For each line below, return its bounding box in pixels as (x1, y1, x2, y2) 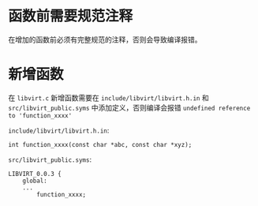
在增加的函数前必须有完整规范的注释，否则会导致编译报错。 (8, 35, 202, 44)
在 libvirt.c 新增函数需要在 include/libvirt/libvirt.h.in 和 (8, 92, 209, 103)
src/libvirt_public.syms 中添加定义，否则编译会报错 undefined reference (8, 103, 251, 112)
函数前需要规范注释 (8, 7, 133, 25)
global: (22, 177, 47, 185)
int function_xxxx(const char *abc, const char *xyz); (8, 140, 193, 148)
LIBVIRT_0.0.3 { (8, 170, 62, 178)
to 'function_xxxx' (8, 111, 73, 119)
